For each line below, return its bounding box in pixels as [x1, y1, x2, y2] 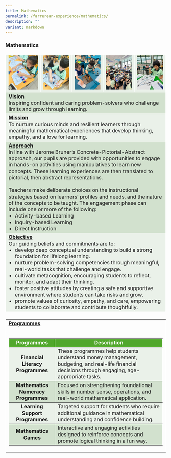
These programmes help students [58, 347, 139, 354]
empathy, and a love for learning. [8, 133, 88, 140]
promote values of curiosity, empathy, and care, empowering [15, 297, 161, 304]
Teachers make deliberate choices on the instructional [8, 186, 139, 194]
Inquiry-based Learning [15, 219, 72, 226]
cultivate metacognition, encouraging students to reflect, [15, 272, 151, 279]
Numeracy [19, 388, 45, 395]
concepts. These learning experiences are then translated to [8, 167, 153, 175]
